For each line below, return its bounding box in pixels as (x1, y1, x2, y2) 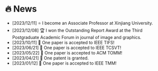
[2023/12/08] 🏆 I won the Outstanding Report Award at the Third (12, 27, 142, 33)
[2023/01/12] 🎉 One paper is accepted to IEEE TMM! (12, 60, 117, 66)
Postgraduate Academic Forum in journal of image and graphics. (12, 34, 142, 40)
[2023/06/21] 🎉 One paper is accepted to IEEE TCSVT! (12, 45, 122, 51)
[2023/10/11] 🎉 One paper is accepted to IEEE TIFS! (12, 39, 115, 45)
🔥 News (5, 3, 37, 15)
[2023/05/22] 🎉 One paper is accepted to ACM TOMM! (12, 50, 123, 55)
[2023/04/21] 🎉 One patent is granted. (12, 55, 89, 61)
